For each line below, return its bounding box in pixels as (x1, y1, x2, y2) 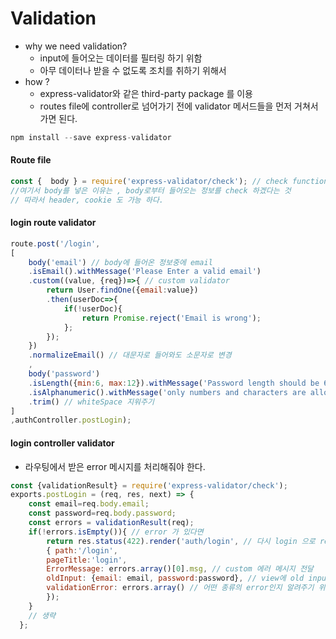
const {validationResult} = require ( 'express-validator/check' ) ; (10, 480, 288, 491)
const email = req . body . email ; (28, 499, 150, 509)
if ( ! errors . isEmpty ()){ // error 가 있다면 (28, 527, 204, 537)
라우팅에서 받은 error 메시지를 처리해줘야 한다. (24, 460, 206, 472)
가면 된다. (39, 112, 78, 124)
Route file (10, 154, 52, 166)
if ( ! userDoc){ (63, 303, 123, 314)
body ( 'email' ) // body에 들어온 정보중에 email (28, 257, 213, 267)
